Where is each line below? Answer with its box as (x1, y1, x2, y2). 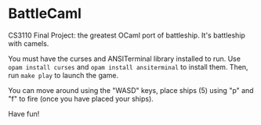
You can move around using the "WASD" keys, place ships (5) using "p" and (8, 85, 254, 95)
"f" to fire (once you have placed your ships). (8, 94, 154, 103)
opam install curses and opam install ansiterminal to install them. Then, (8, 62, 248, 71)
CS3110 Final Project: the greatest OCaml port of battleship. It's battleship (8, 30, 245, 40)
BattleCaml (8, 5, 82, 23)
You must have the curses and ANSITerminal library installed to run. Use (8, 54, 241, 63)
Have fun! (8, 109, 40, 118)
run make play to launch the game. (8, 70, 119, 80)
